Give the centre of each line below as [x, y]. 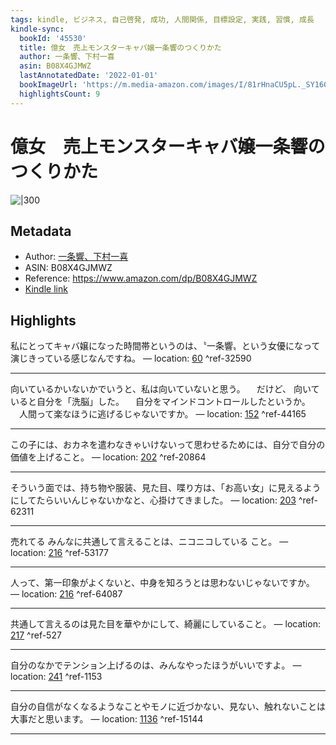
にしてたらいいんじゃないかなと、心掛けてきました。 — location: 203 [153, 500]
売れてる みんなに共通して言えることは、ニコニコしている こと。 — [149, 542]
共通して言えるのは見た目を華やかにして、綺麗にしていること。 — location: [165, 624]
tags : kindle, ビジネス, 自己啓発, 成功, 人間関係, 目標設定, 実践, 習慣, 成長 [162, 19]
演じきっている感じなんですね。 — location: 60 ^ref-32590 [131, 358]
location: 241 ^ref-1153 [56, 677]
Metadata [41, 231]
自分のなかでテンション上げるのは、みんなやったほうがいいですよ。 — [156, 665]
